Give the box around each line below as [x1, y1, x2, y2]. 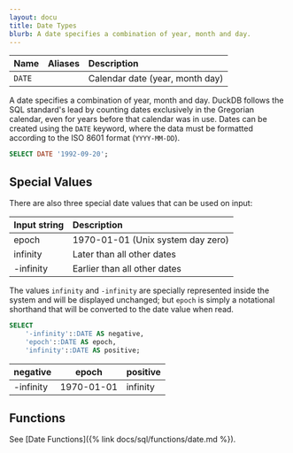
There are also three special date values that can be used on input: [9, 198, 253, 209]
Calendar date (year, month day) [88, 73, 224, 85]
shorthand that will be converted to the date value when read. [9, 304, 235, 315]
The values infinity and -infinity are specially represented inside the [9, 285, 270, 296]
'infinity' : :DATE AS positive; [25, 346, 141, 355]
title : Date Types [9, 21, 77, 30]
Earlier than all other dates [72, 263, 181, 275]
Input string [13, 219, 65, 231]
